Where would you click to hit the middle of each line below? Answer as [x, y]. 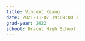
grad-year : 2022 [26, 23]
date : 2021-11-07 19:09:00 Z [42, 17]
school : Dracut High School [41, 29]
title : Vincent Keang [33, 12]
